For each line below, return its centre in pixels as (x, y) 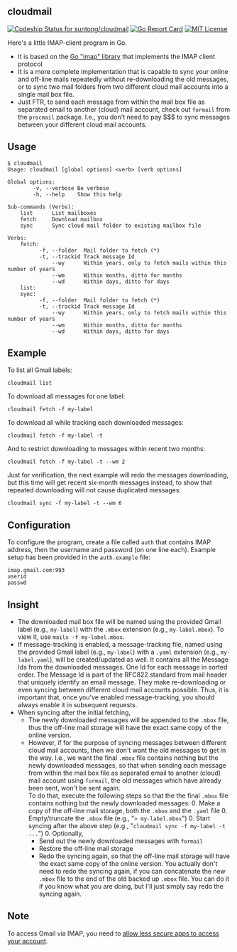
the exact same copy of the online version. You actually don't (128, 864)
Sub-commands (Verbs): (41, 207)
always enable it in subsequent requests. (77, 705)
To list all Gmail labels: (40, 370)
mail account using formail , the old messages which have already (125, 781)
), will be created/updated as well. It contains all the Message (139, 660)
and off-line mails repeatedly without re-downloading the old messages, (123, 79)
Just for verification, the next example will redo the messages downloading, (118, 475)
